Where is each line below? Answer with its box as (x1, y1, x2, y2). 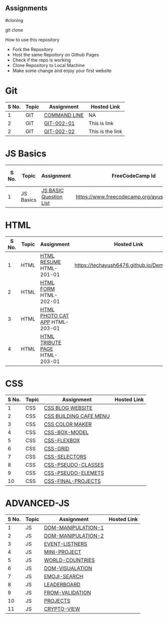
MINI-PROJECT (44, 548, 81, 555)
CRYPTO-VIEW (44, 605, 80, 612)
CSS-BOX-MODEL (44, 428, 89, 435)
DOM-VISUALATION (44, 564, 92, 571)
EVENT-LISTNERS (44, 540, 87, 547)
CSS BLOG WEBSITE (44, 404, 92, 411)
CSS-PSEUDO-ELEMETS (44, 469, 104, 476)
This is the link (88, 127, 122, 134)
